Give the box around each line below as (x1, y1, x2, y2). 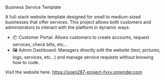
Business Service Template (5, 4, 61, 10)
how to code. (12, 60, 40, 65)
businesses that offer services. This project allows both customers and (5, 19, 151, 25)
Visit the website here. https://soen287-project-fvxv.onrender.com (5, 69, 142, 75)
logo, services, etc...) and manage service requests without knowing (12, 54, 154, 60)
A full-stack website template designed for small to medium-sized (5, 14, 141, 19)
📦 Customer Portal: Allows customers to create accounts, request (12, 34, 149, 40)
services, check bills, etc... (12, 42, 67, 47)
